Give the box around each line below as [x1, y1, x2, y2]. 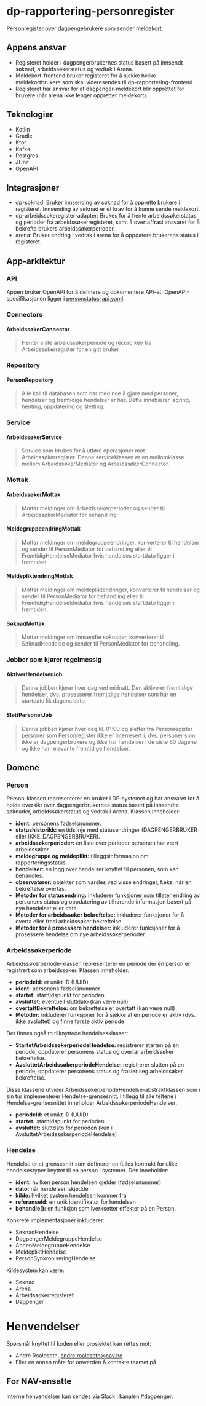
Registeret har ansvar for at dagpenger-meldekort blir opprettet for [15, 85, 184, 92]
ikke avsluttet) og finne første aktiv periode [15, 1017, 125, 1025]
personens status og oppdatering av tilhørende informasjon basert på [15, 898, 192, 906]
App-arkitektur [6, 256, 66, 266]
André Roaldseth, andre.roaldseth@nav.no [15, 1351, 123, 1359]
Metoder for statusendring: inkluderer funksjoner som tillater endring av [15, 891, 200, 899]
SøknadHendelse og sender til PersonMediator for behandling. [21, 640, 180, 647]
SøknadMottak [6, 620, 45, 627]
